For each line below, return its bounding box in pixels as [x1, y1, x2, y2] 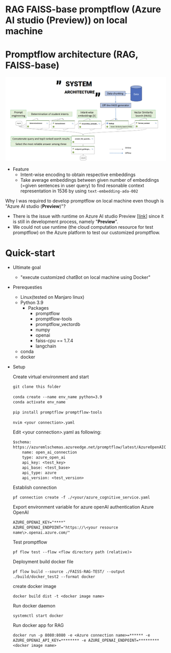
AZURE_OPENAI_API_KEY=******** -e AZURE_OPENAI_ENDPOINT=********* [12, 638, 159, 643]
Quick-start [5, 247, 55, 259]
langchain [35, 343, 57, 349]
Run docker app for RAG [12, 622, 64, 628]
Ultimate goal [12, 264, 41, 270]
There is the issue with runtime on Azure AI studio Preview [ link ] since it [12, 213, 164, 219]
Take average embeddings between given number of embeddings [20, 177, 159, 183]
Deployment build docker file [12, 558, 74, 564]
